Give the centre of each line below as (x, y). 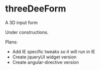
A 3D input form (22, 22)
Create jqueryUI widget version (44, 57)
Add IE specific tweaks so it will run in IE (54, 51)
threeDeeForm (36, 9)
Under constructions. (27, 32)
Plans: (11, 42)
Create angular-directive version (46, 62)
